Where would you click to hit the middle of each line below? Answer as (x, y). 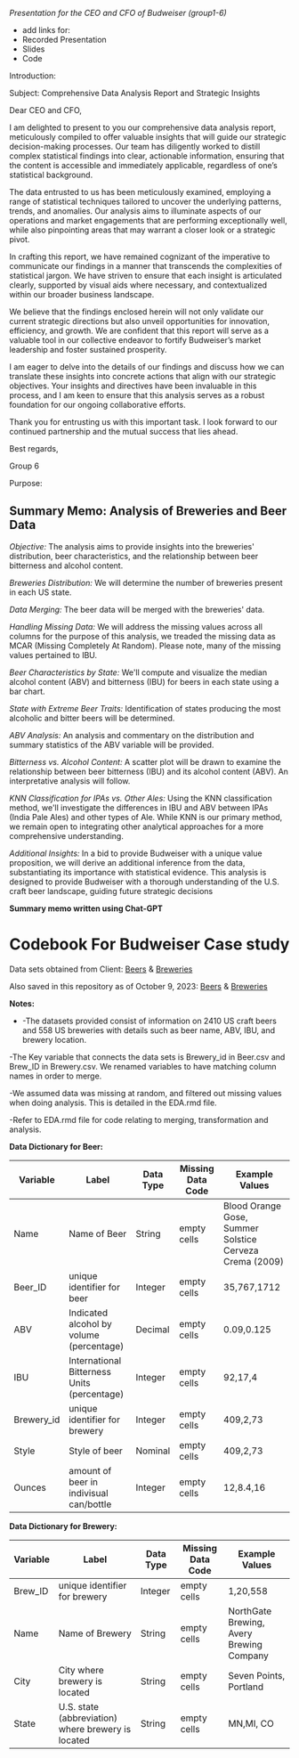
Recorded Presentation (64, 40)
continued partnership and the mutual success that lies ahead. (124, 431)
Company (248, 1656)
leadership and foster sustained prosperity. (88, 350)
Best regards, (34, 448)
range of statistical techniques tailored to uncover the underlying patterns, (145, 201)
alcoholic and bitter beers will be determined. (92, 718)
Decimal (153, 1329)
